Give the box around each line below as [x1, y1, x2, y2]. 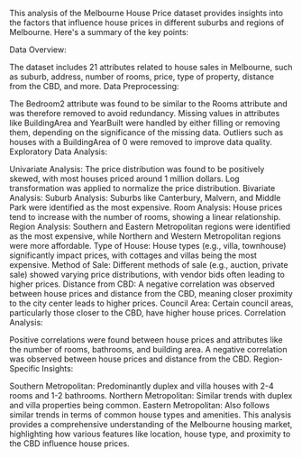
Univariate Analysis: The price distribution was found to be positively [9, 164, 265, 174]
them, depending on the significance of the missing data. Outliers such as [9, 127, 284, 138]
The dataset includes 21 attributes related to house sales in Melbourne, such [9, 62, 293, 72]
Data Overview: [9, 44, 68, 55]
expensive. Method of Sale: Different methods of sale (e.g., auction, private [9, 260, 288, 270]
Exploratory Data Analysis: [9, 146, 108, 157]
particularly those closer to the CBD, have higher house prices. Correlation [9, 307, 287, 318]
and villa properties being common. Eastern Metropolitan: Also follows [9, 400, 270, 410]
